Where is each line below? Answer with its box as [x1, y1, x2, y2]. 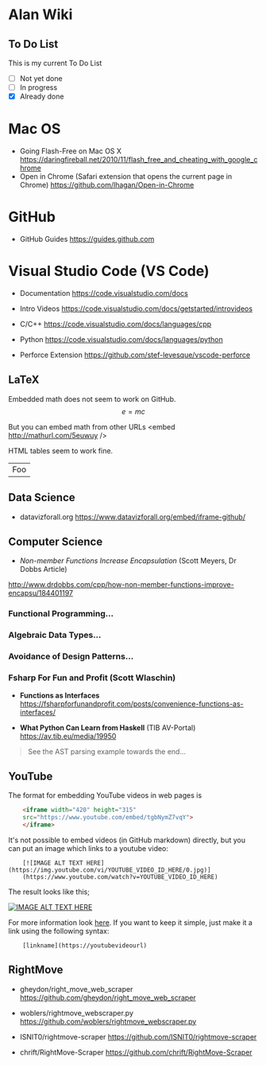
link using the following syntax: [8, 926, 110, 935]
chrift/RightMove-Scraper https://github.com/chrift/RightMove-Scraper [19, 1048, 253, 1057]
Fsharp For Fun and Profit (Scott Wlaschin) [8, 672, 176, 683]
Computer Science [8, 535, 103, 549]
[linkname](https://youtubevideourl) [22, 941, 148, 950]
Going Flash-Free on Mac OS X [19, 146, 121, 156]
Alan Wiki [8, 6, 73, 24]
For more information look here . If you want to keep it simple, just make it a [8, 917, 253, 927]
